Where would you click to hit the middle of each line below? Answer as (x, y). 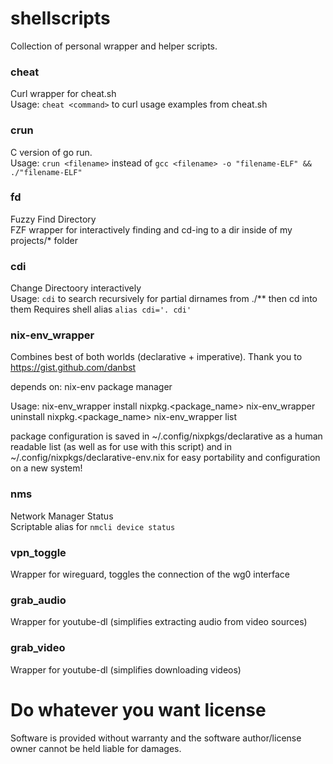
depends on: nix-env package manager (91, 387)
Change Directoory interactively (76, 288)
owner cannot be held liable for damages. (96, 748)
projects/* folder (44, 240)
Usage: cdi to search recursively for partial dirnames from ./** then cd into (164, 299)
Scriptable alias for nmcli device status (93, 526)
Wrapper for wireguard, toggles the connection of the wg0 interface (150, 574)
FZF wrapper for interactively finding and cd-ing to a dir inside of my (151, 229)
